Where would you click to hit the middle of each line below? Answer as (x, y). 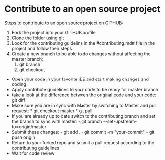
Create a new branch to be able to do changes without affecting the (81, 54)
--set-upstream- (120, 121)
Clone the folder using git (38, 38)
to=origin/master (29, 126)
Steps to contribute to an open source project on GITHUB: (64, 23)
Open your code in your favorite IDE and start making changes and (80, 79)
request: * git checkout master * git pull (52, 111)
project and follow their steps (42, 48)
